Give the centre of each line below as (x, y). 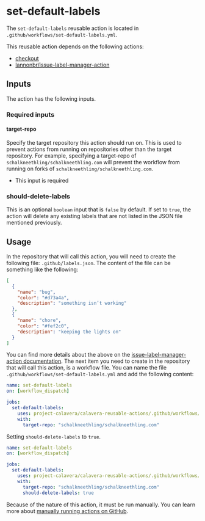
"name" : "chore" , (39, 321)
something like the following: (42, 269)
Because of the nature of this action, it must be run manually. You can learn (101, 505)
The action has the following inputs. (51, 98)
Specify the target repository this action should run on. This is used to (94, 142)
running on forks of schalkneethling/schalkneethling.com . (80, 169)
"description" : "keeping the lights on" (69, 332)
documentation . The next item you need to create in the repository (107, 361)
